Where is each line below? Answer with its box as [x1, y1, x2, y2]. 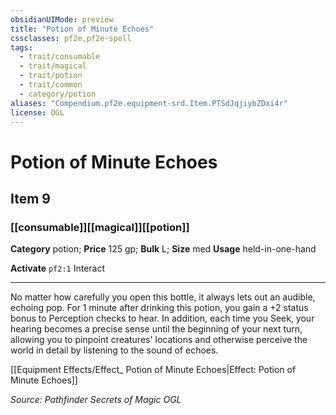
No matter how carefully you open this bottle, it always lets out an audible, [10, 291, 316, 303]
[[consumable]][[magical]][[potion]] [10, 220, 190, 234]
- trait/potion [19, 71, 83, 81]
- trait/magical [19, 61, 87, 71]
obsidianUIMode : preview [10, 14, 114, 25]
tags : [10, 42, 33, 53]
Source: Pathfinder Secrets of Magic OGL [10, 394, 182, 406]
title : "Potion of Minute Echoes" [10, 24, 155, 34]
